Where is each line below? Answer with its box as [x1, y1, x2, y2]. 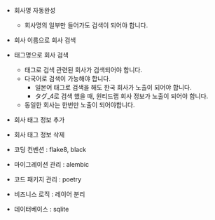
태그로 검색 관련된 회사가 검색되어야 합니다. [24, 66, 143, 74]
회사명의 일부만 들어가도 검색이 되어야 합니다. [24, 21, 148, 29]
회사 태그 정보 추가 [13, 116, 65, 124]
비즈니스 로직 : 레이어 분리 [13, 190, 85, 198]
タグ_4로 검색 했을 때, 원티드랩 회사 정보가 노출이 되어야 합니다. [34, 92, 209, 100]
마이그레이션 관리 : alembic [13, 160, 90, 168]
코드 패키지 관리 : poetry [13, 175, 82, 184]
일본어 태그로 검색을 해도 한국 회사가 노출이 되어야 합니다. [34, 83, 192, 91]
